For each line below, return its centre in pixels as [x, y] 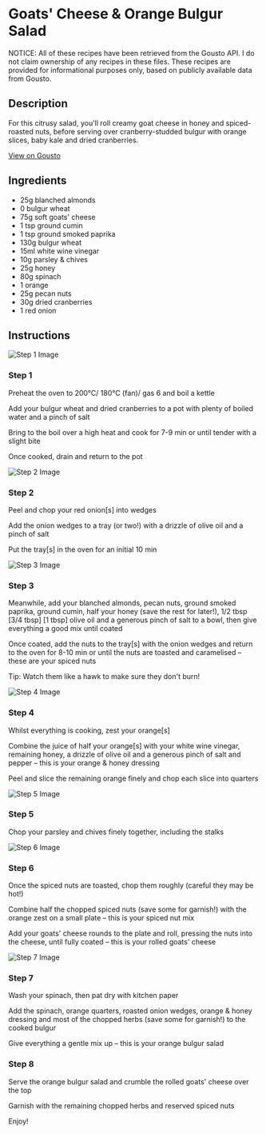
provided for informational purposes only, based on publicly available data [131, 70]
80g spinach [40, 276]
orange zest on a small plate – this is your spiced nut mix [101, 918]
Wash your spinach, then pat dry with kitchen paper [93, 996]
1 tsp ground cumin [52, 226]
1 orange [34, 285]
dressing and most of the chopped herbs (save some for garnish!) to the [127, 1020]
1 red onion [38, 310]
